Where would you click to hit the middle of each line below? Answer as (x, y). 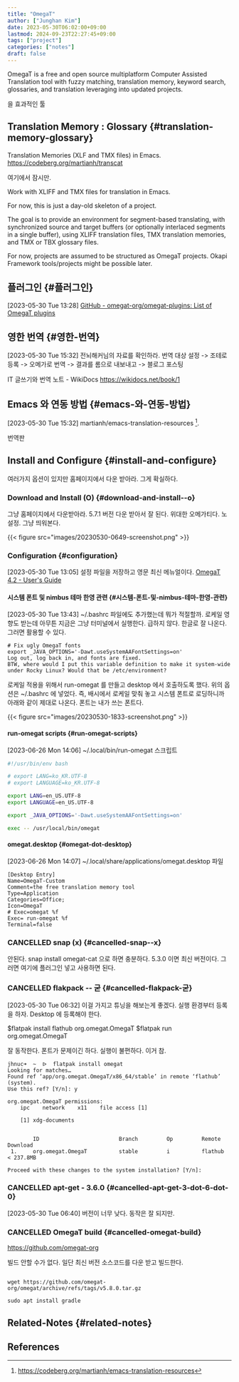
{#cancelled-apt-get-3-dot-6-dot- (168, 1188)
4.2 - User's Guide (34, 580)
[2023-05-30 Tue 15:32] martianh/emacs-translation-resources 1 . (103, 423)
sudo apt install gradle (44, 1301)
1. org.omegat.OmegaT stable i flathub (117, 1151)
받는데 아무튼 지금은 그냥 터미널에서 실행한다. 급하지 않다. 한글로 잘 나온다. (124, 623)
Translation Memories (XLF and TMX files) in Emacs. (84, 155)
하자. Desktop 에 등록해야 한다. (58, 1014)
